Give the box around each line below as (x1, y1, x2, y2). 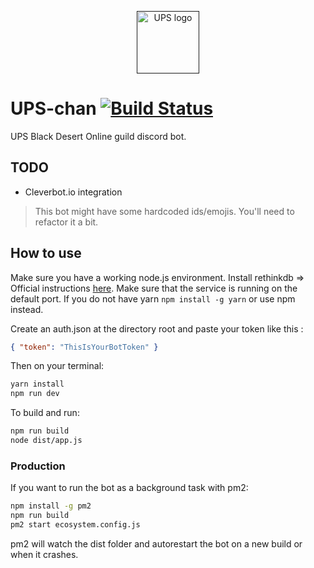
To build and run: (10, 407, 80, 419)
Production (10, 459, 66, 473)
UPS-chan (10, 97, 97, 120)
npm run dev (10, 389, 60, 399)
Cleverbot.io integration (24, 186, 123, 198)
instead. (10, 303, 44, 315)
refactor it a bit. (34, 216, 99, 228)
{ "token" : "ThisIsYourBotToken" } (10, 342, 159, 352)
